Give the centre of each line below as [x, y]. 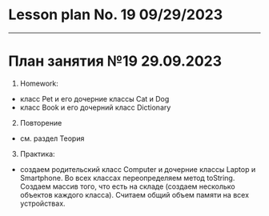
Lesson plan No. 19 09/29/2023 [116, 15]
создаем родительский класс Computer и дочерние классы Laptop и [138, 169]
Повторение [41, 122]
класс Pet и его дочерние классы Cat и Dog [94, 98]
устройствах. [42, 203]
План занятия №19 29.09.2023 [115, 61]
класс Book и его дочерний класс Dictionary [95, 107]
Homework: [39, 83]
